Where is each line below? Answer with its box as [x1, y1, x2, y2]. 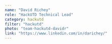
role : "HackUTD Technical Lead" [5, 12, 73, 17]
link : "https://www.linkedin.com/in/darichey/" [5, 31, 108, 36]
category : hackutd [5, 17, 44, 22]
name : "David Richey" [5, 7, 51, 13]
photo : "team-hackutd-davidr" [5, 26, 69, 31]
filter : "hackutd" [5, 21, 44, 27]
